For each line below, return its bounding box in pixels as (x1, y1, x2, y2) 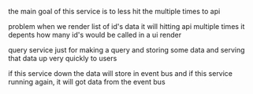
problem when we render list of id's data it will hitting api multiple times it (8, 22, 245, 31)
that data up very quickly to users (8, 54, 117, 63)
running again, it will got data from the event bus (8, 78, 166, 86)
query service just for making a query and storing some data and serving (8, 45, 246, 54)
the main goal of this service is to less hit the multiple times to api (8, 7, 221, 16)
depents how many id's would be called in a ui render (8, 31, 182, 39)
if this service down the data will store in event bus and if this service (8, 69, 233, 78)
